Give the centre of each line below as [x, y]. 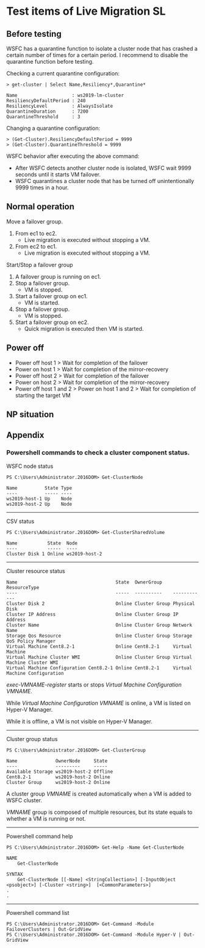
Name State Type [39, 488]
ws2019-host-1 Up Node [39, 498]
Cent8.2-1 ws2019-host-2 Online [59, 777]
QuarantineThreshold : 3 [43, 117]
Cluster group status [32, 739]
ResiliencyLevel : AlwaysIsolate [60, 106]
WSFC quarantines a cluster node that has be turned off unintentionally [104, 181]
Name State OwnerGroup [85, 582]
